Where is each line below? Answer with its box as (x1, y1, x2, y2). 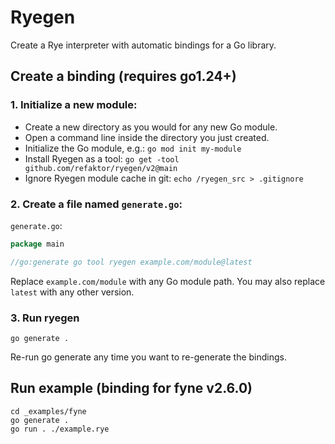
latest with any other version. (10, 286, 135, 298)
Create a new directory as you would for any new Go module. (24, 121, 278, 133)
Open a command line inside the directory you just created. (24, 131, 270, 143)
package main (10, 239, 65, 249)
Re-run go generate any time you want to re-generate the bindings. (10, 351, 288, 363)
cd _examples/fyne (10, 406, 87, 416)
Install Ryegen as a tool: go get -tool (24, 152, 180, 165)
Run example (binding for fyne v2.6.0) (10, 380, 253, 397)
